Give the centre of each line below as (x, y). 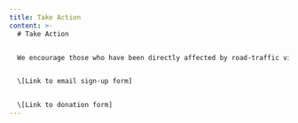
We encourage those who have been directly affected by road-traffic (148, 58)
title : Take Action (45, 17)
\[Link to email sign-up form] (75, 81)
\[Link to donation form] (65, 105)
